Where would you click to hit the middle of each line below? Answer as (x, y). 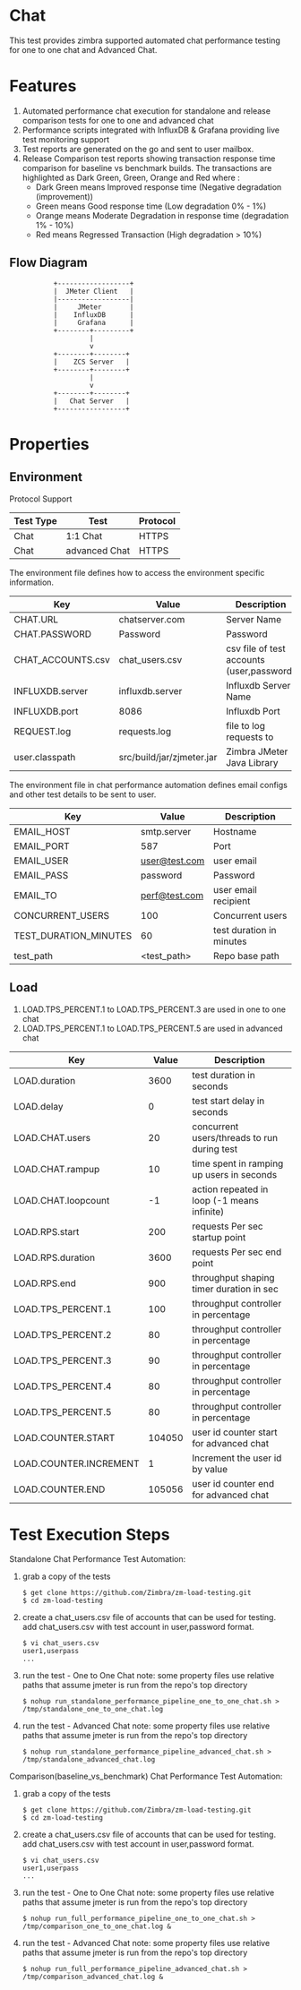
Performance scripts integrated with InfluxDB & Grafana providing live (151, 130)
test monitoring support (66, 139)
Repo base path (247, 956)
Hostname (235, 831)
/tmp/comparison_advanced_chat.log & (93, 1977)
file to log (245, 725)
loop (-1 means (226, 1200)
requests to (249, 737)
